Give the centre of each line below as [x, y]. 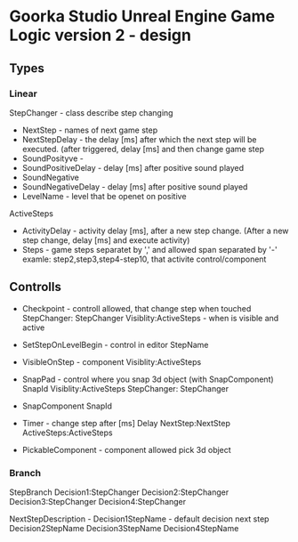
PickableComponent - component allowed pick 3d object [126, 449]
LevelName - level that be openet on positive [104, 196]
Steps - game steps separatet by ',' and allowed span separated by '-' [149, 249]
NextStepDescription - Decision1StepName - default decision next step [139, 519]
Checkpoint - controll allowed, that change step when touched [137, 308]
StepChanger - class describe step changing [91, 112]
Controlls [36, 287]
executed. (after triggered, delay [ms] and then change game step [143, 149]
